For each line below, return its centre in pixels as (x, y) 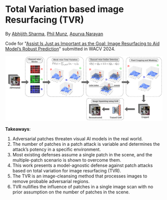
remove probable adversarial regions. (51, 181)
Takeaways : (18, 129)
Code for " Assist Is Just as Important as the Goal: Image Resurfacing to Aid (82, 43)
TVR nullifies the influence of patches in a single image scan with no (83, 187)
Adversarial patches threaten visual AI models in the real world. (77, 139)
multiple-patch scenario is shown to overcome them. (67, 160)
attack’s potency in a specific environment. (56, 149)
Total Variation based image (64, 9)
